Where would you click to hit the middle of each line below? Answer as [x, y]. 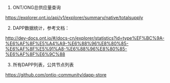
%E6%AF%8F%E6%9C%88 [35, 54]
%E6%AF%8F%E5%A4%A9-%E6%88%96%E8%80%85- [67, 44]
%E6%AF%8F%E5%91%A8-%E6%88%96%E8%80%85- [66, 49]
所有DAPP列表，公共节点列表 [43, 65]
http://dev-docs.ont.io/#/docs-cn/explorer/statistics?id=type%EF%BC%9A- [85, 38]
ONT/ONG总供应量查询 [37, 7]
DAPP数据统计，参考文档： [41, 28]
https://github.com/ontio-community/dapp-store [56, 75]
